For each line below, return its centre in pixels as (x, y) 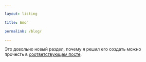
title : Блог (17, 22)
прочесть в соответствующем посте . (43, 54)
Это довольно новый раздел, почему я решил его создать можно (73, 49)
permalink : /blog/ (23, 31)
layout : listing (21, 14)
